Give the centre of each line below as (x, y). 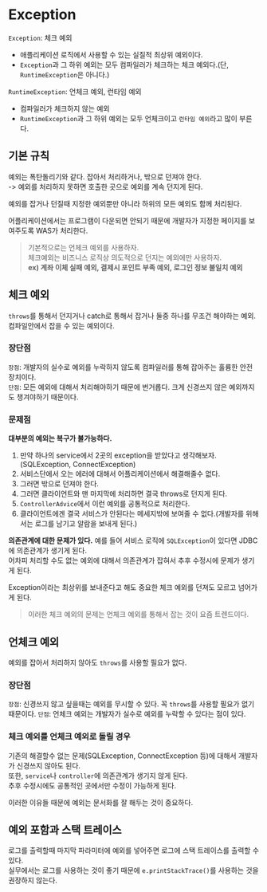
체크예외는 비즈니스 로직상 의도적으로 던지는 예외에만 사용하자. (125, 257)
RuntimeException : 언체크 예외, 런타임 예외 (75, 91)
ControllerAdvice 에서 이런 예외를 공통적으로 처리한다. (105, 504)
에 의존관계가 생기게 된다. (48, 551)
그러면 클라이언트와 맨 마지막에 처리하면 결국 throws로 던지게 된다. (124, 494)
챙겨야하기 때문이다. (47, 397)
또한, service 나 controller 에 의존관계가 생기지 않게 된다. (98, 776)
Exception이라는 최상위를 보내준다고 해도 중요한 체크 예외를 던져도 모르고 (122, 587)
